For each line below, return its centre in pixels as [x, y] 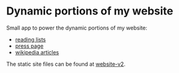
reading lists [30, 39]
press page [29, 46]
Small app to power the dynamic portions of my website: [77, 28]
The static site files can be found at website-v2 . [66, 64]
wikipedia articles [37, 52]
